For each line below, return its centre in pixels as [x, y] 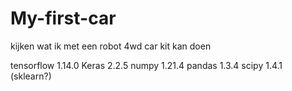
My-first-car [63, 18]
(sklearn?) [31, 76]
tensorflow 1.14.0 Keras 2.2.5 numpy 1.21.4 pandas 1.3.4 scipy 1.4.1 [146, 65]
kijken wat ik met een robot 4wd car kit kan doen [111, 46]
